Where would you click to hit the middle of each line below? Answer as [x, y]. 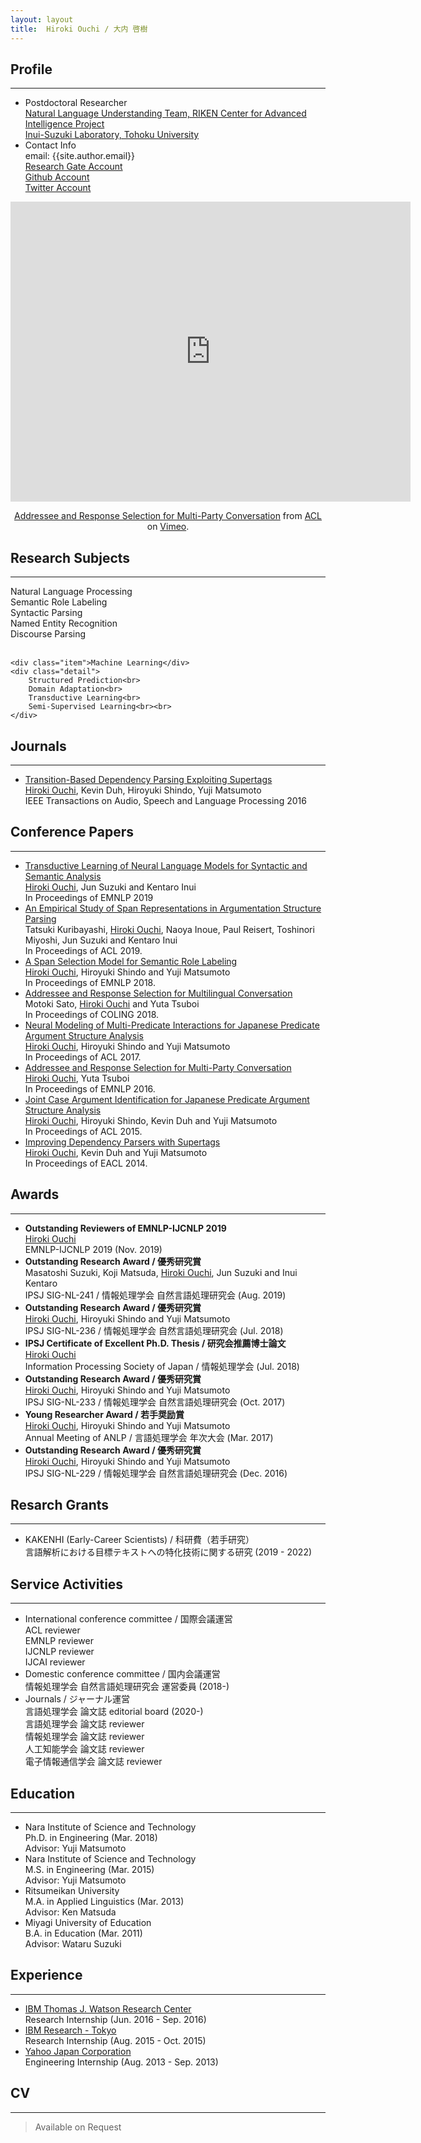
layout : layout [42, 19]
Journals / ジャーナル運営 [77, 1699]
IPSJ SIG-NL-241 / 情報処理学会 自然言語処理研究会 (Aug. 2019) [155, 1295]
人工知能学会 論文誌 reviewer [84, 1749]
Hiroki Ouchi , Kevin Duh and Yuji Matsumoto [116, 1152]
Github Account [57, 177]
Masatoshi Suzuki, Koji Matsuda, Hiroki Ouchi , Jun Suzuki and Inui [161, 1272]
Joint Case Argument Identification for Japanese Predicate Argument [167, 1099]
